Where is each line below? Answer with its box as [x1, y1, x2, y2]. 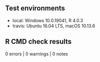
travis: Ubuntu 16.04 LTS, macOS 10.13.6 [12, 23, 95, 29]
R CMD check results [5, 37, 72, 46]
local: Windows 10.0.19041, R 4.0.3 [12, 17, 83, 23]
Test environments [5, 4, 65, 13]
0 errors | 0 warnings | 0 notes [5, 50, 68, 57]
